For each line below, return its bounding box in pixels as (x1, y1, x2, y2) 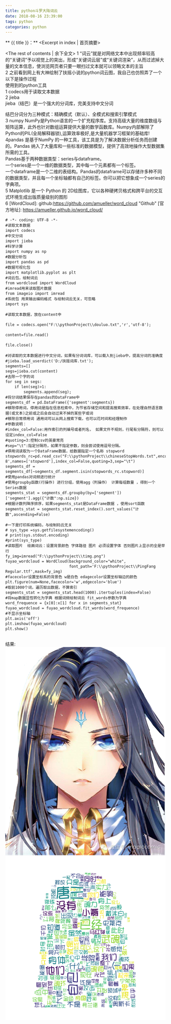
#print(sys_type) (5, 538, 42, 543)
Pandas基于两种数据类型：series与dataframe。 (5, 156, 104, 162)
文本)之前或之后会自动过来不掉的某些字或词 (15, 411, 93, 416)
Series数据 (5, 486, 27, 491)
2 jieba (5, 94, 19, 100)
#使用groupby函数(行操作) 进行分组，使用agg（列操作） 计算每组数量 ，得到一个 (5, 480, 156, 485)
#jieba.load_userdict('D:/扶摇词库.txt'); (5, 359, 94, 364)
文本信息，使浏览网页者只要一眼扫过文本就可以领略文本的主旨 (14, 63, 144, 69)
